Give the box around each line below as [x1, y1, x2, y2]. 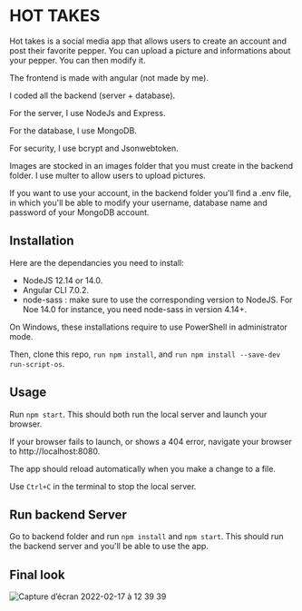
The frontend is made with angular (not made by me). [9, 72, 209, 83]
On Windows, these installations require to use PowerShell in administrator [9, 321, 288, 332]
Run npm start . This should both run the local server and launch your [9, 409, 268, 419]
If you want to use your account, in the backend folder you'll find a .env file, [9, 187, 292, 198]
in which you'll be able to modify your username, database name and [9, 197, 268, 208]
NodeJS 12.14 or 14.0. [22, 274, 103, 286]
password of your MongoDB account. [9, 206, 150, 218]
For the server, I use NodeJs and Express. [9, 107, 166, 118]
